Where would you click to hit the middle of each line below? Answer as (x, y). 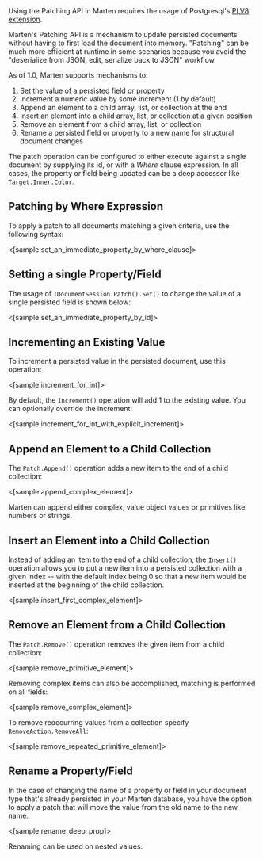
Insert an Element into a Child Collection (109, 540)
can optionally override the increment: (71, 409)
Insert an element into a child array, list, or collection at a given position (136, 116)
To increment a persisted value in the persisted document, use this (117, 361)
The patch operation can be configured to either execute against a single (127, 157)
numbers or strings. (40, 516)
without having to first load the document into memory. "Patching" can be (129, 43)
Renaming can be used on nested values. (76, 846)
